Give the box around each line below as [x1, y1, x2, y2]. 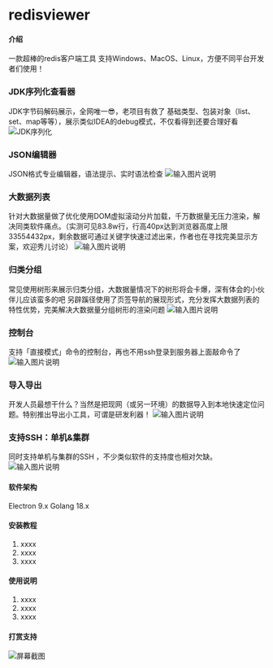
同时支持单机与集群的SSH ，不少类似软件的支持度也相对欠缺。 [8, 452, 218, 461]
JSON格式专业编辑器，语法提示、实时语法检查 [8, 168, 164, 178]
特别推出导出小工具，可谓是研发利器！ [22, 409, 151, 420]
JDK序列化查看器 [8, 86, 76, 98]
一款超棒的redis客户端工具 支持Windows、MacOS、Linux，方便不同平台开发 [8, 54, 265, 63]
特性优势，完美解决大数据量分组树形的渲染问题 [8, 304, 165, 314]
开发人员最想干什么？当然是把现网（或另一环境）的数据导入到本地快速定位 [8, 399, 258, 409]
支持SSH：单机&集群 [8, 432, 90, 443]
